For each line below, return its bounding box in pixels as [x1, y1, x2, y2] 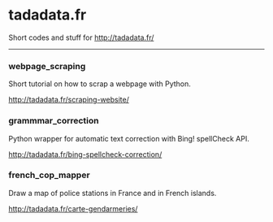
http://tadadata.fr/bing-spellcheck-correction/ [8, 149, 162, 159]
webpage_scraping [8, 60, 86, 72]
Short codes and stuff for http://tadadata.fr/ [8, 33, 154, 42]
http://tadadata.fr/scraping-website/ [8, 95, 130, 105]
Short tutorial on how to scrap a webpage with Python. [8, 79, 191, 89]
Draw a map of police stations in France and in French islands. [8, 188, 217, 198]
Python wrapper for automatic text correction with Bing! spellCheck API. [8, 133, 249, 143]
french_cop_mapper [8, 169, 91, 181]
